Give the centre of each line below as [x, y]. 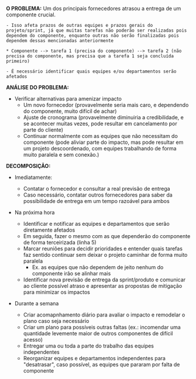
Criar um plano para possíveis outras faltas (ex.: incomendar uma [102, 327]
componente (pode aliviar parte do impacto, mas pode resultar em [103, 142]
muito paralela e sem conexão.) [61, 155]
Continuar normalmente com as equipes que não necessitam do [101, 136]
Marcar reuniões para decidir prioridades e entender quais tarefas [103, 249]
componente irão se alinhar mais [71, 273]
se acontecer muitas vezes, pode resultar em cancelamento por [100, 123]
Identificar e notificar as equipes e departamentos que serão [96, 224]
